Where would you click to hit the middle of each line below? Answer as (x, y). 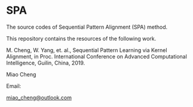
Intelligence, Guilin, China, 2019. (46, 63)
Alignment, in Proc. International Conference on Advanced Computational (96, 56)
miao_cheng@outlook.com (39, 97)
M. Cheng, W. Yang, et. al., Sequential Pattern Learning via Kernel (87, 50)
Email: (14, 86)
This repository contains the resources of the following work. (81, 38)
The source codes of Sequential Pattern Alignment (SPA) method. (87, 27)
